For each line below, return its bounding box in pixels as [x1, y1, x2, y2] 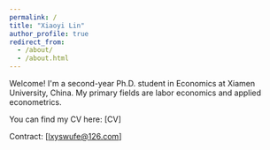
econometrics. [9, 97, 62, 107]
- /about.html [17, 54, 69, 63]
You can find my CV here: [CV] [9, 114, 121, 124]
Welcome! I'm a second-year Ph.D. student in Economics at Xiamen [9, 79, 255, 88]
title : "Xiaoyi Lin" [9, 21, 86, 30]
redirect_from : [9, 37, 66, 47]
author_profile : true [9, 29, 89, 38]
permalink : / [9, 12, 58, 22]
